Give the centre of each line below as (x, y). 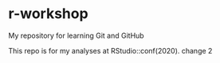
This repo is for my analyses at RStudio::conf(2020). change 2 (110, 50)
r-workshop (49, 14)
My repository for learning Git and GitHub (77, 35)
